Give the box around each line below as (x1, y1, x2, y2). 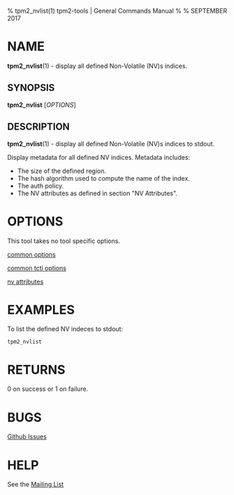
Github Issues (7, 433, 47, 441)
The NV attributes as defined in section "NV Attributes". (17, 189, 178, 197)
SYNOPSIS (7, 82, 55, 94)
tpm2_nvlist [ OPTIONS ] (7, 100, 76, 109)
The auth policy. (17, 181, 64, 190)
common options (7, 250, 56, 258)
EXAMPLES (7, 302, 75, 318)
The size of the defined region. (17, 167, 107, 175)
